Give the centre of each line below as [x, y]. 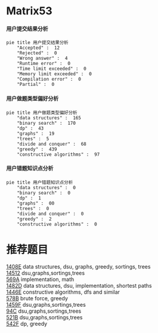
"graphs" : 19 [36, 133]
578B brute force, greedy [37, 298]
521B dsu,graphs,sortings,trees [44, 317]
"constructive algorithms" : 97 [58, 154]
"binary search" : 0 [44, 193]
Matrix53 [29, 11]
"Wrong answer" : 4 [42, 58]
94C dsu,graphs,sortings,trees [44, 311]
